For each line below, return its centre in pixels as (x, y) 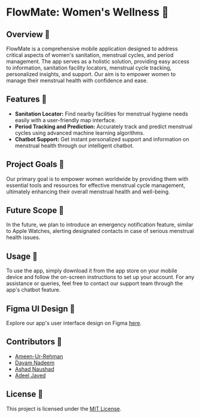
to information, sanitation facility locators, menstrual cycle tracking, (89, 68)
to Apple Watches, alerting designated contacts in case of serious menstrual (100, 231)
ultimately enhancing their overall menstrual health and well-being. (88, 192)
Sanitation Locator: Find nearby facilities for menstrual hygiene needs (101, 114)
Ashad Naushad (35, 369)
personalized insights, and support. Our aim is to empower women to (91, 74)
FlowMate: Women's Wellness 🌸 (87, 12)
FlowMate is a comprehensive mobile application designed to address (92, 49)
